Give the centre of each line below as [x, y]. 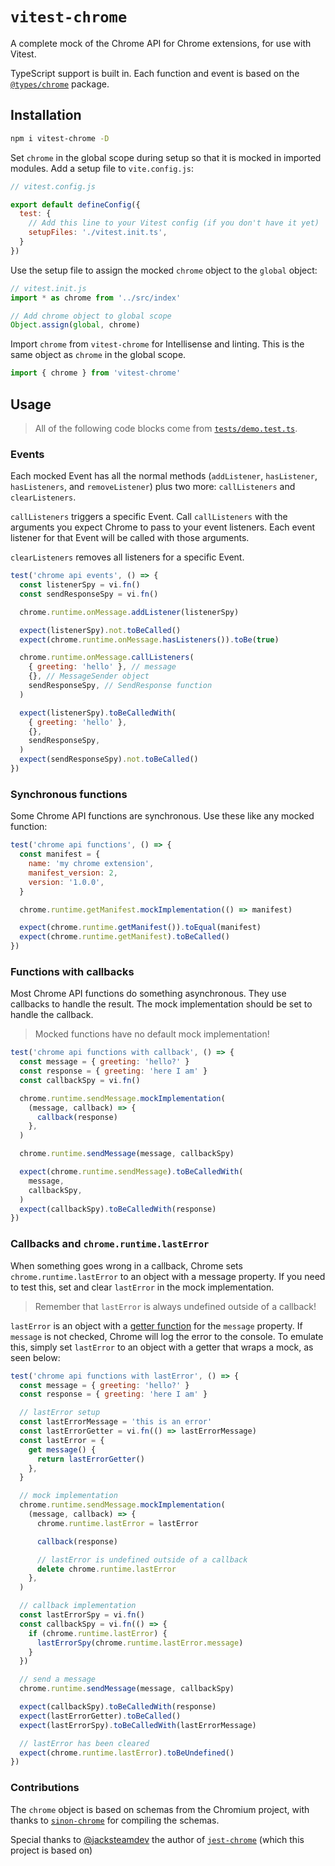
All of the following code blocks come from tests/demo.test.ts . [166, 428]
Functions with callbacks [72, 971]
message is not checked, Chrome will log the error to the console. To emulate [167, 1336]
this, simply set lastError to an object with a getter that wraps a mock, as [162, 1347]
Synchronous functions [69, 794]
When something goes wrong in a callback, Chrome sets [126, 1265]
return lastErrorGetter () [90, 1459]
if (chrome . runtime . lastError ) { [98, 1633]
